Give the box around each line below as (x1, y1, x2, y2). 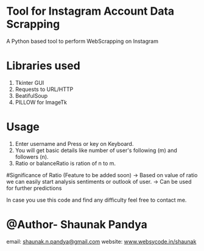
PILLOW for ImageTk (15, 98, 68, 106)
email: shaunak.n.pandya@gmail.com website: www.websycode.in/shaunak (6, 238, 197, 245)
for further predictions (6, 184, 62, 192)
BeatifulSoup (15, 92, 48, 99)
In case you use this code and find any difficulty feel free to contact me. (6, 196, 187, 203)
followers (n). (15, 153, 49, 160)
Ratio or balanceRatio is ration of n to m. (15, 159, 116, 167)
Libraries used (6, 59, 80, 73)
